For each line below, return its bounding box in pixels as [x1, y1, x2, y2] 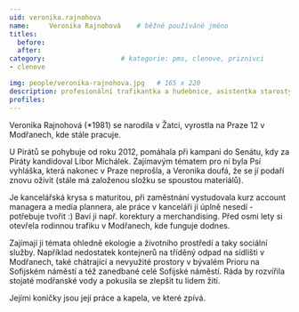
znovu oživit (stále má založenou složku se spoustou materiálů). [9, 174, 244, 185]
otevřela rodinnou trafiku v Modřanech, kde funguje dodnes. [9, 220, 230, 231]
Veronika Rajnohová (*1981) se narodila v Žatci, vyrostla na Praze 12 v [9, 119, 265, 130]
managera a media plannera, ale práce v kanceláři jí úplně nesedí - [9, 201, 254, 212]
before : [17, 37, 46, 47]
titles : [9, 29, 38, 38]
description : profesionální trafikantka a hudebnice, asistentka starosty [9, 86, 293, 96]
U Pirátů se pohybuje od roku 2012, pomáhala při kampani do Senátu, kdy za [9, 146, 290, 156]
